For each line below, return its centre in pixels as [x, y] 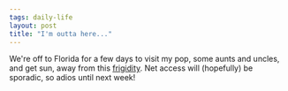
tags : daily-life [41, 17]
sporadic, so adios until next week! [72, 78]
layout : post [33, 26]
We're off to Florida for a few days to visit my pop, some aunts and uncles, [144, 59]
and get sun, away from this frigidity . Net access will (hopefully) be [131, 68]
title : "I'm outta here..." [61, 34]
